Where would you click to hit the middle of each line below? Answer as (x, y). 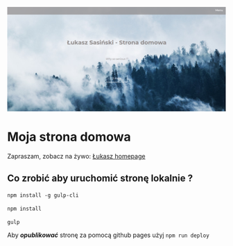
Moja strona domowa (69, 137)
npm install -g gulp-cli (43, 195)
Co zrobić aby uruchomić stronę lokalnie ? (100, 178)
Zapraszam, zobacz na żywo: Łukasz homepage (76, 157)
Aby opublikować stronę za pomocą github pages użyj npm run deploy (108, 235)
